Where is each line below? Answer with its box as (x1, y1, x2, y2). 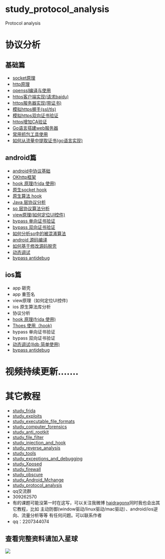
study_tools (12, 450, 36, 456)
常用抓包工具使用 (12, 131, 48, 137)
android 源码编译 (12, 236, 48, 242)
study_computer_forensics (12, 423, 67, 429)
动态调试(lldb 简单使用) (12, 341, 60, 347)
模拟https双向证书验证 (12, 112, 59, 118)
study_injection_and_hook (12, 439, 66, 445)
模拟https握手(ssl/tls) (12, 106, 56, 112)
